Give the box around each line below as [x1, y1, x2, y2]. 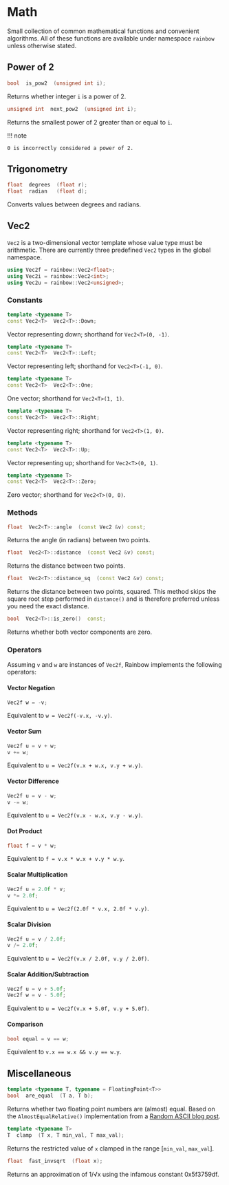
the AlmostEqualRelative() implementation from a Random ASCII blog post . [7, 1112, 221, 1120]
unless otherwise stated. [7, 41, 77, 50]
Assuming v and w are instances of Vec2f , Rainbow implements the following [7, 661, 222, 669]
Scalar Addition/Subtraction [7, 970, 89, 978]
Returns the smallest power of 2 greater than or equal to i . [7, 118, 173, 126]
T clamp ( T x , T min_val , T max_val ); [7, 1131, 125, 1139]
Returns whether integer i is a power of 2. [7, 92, 127, 100]
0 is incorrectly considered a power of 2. [7, 145, 134, 151]
